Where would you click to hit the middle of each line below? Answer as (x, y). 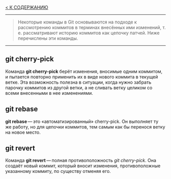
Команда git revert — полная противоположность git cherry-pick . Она (81, 161)
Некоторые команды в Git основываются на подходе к (77, 22)
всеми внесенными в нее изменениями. (49, 93)
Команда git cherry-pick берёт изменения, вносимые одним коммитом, (84, 71)
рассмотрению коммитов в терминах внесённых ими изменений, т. (92, 27)
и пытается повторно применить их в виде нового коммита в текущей (82, 76)
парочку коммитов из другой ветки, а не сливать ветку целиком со (79, 87)
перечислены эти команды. (48, 38)
